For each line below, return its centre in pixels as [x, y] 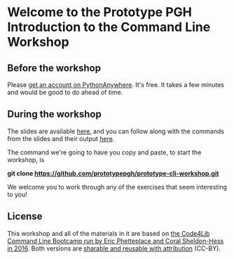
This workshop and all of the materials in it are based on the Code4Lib [109, 233]
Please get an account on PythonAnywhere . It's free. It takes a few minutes [116, 85]
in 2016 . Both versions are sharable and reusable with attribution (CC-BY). [114, 248]
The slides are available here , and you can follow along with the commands [116, 131]
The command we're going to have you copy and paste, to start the [104, 152]
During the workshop [54, 114]
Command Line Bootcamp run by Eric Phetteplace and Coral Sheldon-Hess [116, 241]
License [25, 217]
